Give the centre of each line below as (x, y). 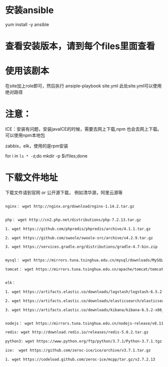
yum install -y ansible (27, 24)
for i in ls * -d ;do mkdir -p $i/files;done (46, 156)
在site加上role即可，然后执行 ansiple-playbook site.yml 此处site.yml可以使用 (83, 86)
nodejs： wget (19, 323)
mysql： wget (18, 260)
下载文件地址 (32, 178)
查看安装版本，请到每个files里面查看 (80, 46)
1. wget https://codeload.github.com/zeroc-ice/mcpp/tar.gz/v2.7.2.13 (80, 359)
